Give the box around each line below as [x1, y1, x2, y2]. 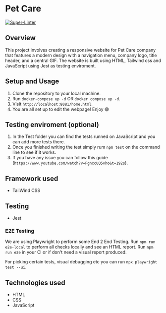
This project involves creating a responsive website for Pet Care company [5, 47, 156, 53]
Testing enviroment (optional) [5, 120, 99, 129]
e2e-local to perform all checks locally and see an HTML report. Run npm [5, 244, 154, 250]
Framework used [5, 174, 58, 183]
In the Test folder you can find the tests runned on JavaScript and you [12, 133, 156, 139]
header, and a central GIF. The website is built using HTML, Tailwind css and [5, 58, 161, 63]
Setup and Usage [5, 77, 59, 86]
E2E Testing [5, 227, 35, 234]
